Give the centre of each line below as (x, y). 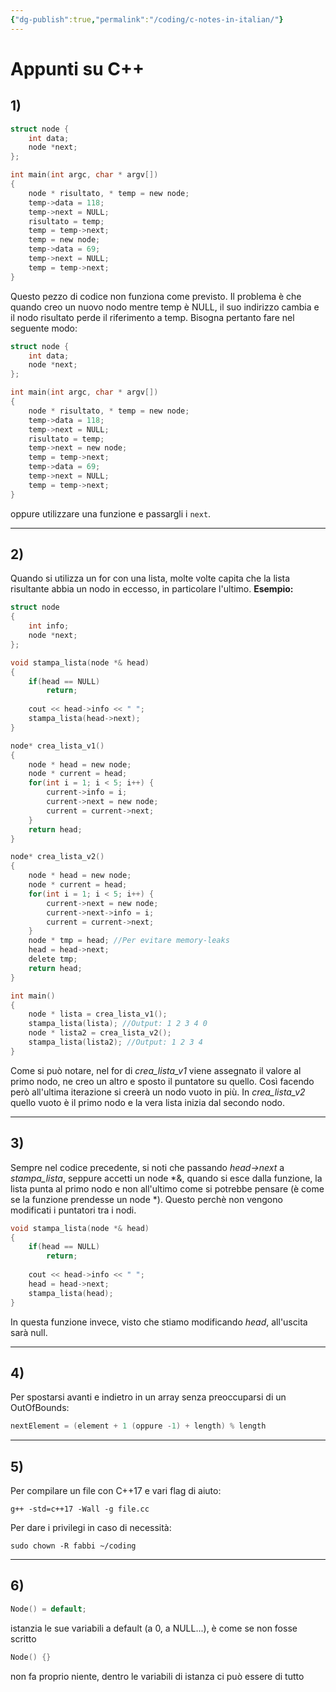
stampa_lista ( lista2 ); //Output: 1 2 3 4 (115, 1042)
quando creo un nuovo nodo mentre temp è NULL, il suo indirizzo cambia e (165, 307)
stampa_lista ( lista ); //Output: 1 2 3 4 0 (118, 1024)
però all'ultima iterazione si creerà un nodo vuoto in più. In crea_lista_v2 (158, 1092)
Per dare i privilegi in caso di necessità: (91, 1527)
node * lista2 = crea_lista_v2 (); (100, 1033)
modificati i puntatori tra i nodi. (73, 1210)
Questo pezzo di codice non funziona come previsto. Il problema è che (156, 296)
